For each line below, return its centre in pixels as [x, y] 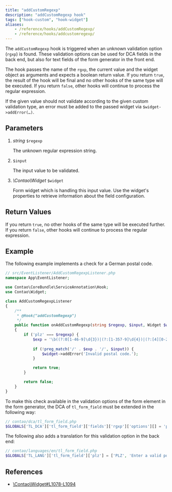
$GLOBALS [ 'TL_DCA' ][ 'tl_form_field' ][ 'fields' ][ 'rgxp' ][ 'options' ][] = [83, 426]
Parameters [24, 128]
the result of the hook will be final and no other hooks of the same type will [84, 80]
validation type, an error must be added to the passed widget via [73, 107]
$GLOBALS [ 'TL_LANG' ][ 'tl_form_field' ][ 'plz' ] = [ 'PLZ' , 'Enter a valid [83, 456]
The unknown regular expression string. [55, 150]
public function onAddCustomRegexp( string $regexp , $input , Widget [88, 325]
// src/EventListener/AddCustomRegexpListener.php [60, 273]
